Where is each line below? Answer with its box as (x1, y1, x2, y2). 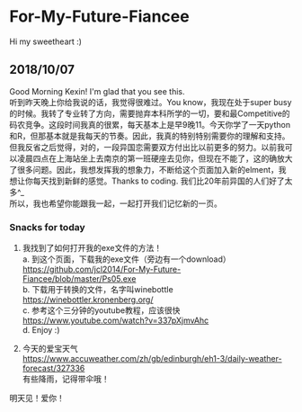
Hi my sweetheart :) (9, 36, 83, 47)
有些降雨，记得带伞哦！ (22, 373, 110, 384)
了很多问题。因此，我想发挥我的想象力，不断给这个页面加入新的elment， (9, 164, 279, 175)
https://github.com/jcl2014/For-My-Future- (22, 264, 182, 275)
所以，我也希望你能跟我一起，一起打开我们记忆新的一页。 (9, 198, 222, 209)
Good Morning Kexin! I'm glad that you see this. (9, 85, 185, 96)
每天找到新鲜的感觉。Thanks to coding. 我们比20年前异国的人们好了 (32, 175, 285, 186)
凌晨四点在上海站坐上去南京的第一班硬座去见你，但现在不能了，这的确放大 (16, 153, 293, 164)
